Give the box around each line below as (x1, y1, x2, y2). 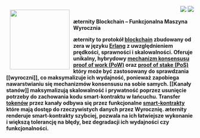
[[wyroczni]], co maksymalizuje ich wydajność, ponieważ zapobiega (6, 74, 180, 81)
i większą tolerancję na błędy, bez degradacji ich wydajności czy (6, 118, 170, 125)
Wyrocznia (73, 24, 101, 31)
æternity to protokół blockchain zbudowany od (73, 36, 192, 43)
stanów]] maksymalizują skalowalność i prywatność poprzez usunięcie (6, 87, 187, 94)
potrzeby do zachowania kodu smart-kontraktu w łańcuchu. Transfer (6, 93, 180, 100)
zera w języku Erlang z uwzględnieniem (73, 42, 173, 49)
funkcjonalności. (6, 125, 49, 131)
